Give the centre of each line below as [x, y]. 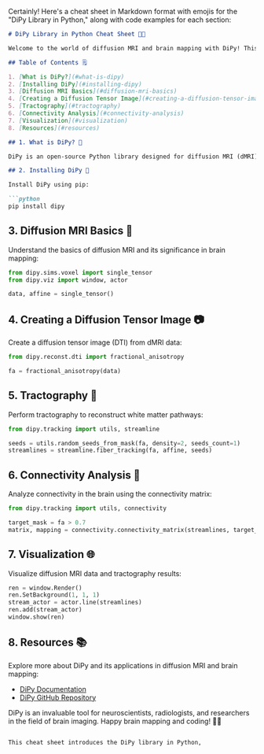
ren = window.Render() [45, 588]
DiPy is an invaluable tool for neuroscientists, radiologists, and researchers [129, 712]
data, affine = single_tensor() [61, 294]
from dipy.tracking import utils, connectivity [88, 508]
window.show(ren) [37, 617]
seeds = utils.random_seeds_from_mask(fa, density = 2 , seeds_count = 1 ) [125, 443]
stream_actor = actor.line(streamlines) [75, 602]
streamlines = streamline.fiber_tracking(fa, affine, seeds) [110, 451]
